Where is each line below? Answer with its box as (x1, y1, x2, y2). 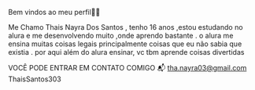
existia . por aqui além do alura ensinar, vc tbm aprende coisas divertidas (8, 48, 245, 56)
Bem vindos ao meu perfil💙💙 (8, 8, 101, 16)
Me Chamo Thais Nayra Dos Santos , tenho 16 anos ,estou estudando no (8, 23, 243, 31)
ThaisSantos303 (8, 74, 61, 84)
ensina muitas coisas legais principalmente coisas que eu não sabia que (8, 39, 242, 49)
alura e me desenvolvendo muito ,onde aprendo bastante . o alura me (8, 31, 234, 40)
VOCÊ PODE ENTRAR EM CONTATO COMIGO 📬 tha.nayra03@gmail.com (8, 63, 247, 72)
